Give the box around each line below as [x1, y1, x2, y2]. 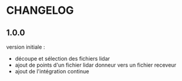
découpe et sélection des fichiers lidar [14, 55, 110, 62]
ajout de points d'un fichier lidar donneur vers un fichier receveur [14, 61, 177, 68]
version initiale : [6, 43, 45, 50]
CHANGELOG [6, 4, 74, 17]
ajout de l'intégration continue [14, 68, 89, 75]
